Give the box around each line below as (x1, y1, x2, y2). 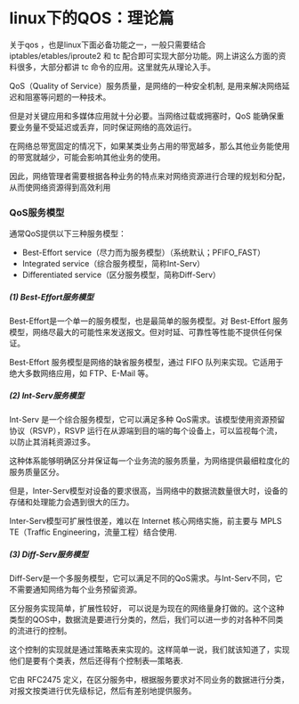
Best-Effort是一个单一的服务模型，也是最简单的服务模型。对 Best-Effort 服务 (9, 315, 289, 326)
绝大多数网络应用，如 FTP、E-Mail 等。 (9, 368, 154, 379)
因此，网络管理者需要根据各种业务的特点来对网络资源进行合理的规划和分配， (9, 170, 290, 181)
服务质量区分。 (9, 467, 64, 478)
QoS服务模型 (9, 206, 65, 218)
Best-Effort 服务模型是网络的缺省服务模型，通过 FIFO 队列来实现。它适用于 (9, 357, 284, 368)
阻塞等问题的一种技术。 (24, 91, 111, 102)
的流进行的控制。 (9, 626, 72, 636)
